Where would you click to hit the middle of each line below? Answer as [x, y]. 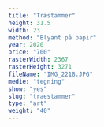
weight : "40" [30, 111]
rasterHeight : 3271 [40, 67]
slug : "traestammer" [42, 96]
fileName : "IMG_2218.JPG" [50, 74]
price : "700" [30, 52]
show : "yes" [28, 89]
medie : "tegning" [37, 81]
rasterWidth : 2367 [38, 60]
